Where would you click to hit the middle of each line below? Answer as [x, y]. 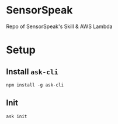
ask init [17, 116]
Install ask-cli [32, 72]
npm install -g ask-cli [35, 85]
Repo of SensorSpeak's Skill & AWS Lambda [59, 26]
